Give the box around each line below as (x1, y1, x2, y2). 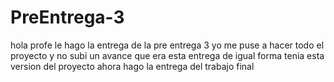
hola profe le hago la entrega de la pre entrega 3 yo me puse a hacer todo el (10, 39, 325, 51)
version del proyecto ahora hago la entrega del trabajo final (10, 60, 255, 72)
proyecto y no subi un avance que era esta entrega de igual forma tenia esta (10, 49, 325, 61)
